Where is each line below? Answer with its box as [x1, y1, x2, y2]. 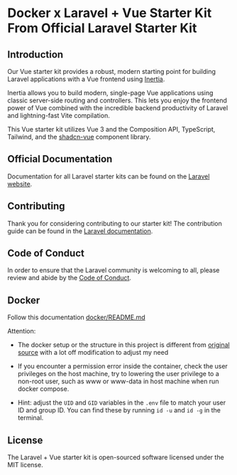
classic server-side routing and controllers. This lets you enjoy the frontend [7, 96, 227, 105]
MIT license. [7, 461, 44, 469]
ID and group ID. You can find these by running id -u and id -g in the [17, 406, 221, 415]
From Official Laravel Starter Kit [7, 20, 197, 36]
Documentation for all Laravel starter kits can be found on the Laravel [7, 172, 210, 181]
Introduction [7, 48, 64, 60]
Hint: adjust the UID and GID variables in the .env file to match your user [17, 398, 226, 407]
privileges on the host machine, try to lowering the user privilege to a [17, 370, 220, 378]
